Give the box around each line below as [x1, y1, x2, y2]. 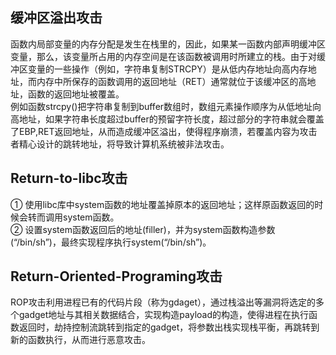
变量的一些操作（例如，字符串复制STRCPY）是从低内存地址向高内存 [27, 63, 308, 75]
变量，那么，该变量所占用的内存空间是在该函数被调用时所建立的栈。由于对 [10, 50, 317, 62]
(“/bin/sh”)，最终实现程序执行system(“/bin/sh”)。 [10, 236, 212, 248]
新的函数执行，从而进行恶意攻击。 [10, 334, 151, 346]
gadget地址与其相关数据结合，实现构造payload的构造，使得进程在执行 [18, 309, 310, 321]
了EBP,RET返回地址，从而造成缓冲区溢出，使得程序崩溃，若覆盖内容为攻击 [10, 125, 318, 137]
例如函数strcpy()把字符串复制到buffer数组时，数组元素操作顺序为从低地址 [10, 100, 313, 112]
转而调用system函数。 [27, 211, 120, 223]
